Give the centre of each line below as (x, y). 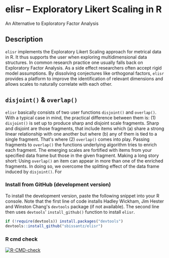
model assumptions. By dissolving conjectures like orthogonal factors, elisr (85, 73)
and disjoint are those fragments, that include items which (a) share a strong (85, 128)
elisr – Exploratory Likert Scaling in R (83, 9)
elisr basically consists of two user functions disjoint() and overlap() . (81, 112)
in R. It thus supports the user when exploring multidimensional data (76, 57)
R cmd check (22, 239)
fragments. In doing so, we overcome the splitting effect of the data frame (82, 166)
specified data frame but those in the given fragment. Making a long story (82, 155)
